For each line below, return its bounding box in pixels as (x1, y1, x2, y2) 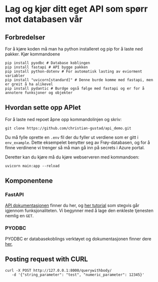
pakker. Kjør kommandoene (5, 51, 60, 57)
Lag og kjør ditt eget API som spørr (5, 3, 148, 15)
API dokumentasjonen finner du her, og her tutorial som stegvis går (5, 202, 140, 208)
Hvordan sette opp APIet (5, 104, 81, 112)
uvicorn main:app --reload (5, 163, 60, 168)
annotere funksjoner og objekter (5, 90, 73, 95)
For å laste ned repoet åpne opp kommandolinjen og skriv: (5, 116, 122, 122)
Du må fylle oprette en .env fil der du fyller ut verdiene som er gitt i (5, 134, 139, 140)
